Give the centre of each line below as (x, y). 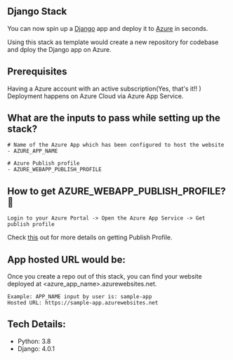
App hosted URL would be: (67, 259)
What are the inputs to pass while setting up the (114, 118)
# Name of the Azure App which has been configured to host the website (116, 145)
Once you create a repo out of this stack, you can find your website (105, 276)
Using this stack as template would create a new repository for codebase (113, 42)
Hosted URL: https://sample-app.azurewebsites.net (83, 303)
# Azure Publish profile (44, 164)
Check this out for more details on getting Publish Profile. (90, 237)
